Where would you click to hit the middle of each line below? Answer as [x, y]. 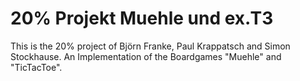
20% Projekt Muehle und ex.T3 [142, 18]
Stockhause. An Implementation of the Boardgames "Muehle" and [146, 56]
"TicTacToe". [36, 67]
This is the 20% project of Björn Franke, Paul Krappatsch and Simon [150, 46]
